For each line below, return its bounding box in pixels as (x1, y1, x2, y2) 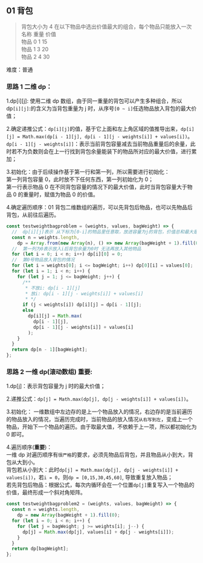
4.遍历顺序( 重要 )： (6, 444, 53, 451)
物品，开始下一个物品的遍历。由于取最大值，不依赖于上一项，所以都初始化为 (6, 423, 197, 430)
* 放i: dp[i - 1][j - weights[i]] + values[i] (25, 290, 144, 297)
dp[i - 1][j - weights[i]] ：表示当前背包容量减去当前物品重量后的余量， (6, 141, 190, 148)
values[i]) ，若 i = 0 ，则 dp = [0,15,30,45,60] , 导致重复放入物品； (6, 474, 173, 481)
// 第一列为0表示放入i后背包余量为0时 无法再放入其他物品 (11, 246, 141, 252)
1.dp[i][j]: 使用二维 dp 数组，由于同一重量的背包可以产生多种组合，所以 (6, 97, 182, 104)
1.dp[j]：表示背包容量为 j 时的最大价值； (6, 383, 106, 390)
